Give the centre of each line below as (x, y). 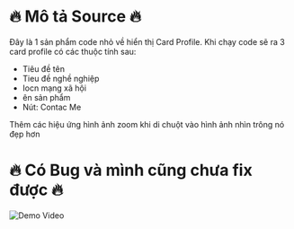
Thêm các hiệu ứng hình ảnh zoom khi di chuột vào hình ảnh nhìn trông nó (147, 124)
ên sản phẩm (46, 97)
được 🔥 (36, 190)
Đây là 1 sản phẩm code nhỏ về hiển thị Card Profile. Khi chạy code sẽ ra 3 (147, 41)
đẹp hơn (25, 134)
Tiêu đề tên (44, 68)
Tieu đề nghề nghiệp (61, 78)
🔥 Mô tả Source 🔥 (76, 17)
